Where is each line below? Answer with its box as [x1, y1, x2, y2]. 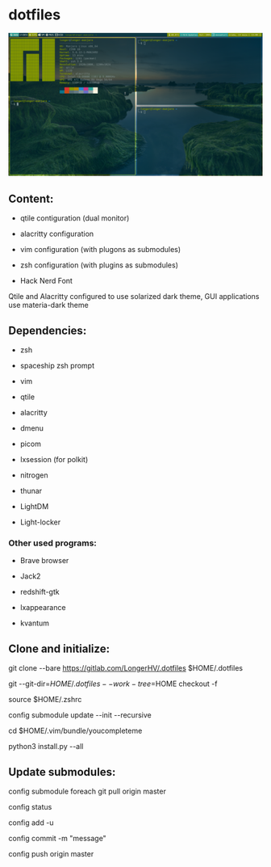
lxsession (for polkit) [19, 455, 89, 465]
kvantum [19, 618, 50, 628]
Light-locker [19, 517, 61, 527]
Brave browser [19, 556, 69, 566]
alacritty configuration [19, 229, 94, 239]
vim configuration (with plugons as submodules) [19, 245, 181, 255]
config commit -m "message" [8, 833, 106, 843]
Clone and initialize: [8, 642, 110, 655]
